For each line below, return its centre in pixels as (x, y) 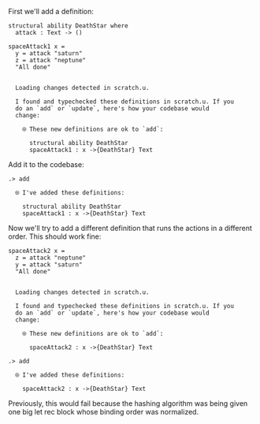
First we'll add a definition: (51, 11)
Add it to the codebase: (46, 164)
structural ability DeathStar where (68, 26)
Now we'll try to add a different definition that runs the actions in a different (130, 228)
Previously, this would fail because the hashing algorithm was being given (128, 404)
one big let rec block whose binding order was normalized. (104, 412)
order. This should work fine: (55, 236)
